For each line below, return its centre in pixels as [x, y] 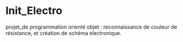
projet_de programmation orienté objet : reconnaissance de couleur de [91, 27]
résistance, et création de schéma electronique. [63, 33]
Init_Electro [34, 11]
